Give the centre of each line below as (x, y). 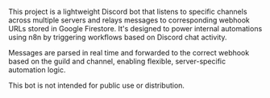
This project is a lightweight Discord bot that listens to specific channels (128, 12)
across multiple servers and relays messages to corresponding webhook (129, 20)
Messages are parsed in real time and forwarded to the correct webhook (129, 53)
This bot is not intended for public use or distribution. (97, 85)
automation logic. (37, 70)
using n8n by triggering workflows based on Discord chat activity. (118, 37)
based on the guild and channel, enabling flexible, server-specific (117, 61)
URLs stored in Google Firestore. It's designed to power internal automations (135, 29)
